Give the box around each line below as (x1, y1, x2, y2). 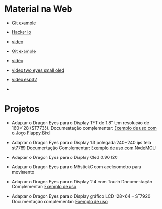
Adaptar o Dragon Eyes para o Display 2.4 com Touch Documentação (11, 178, 153, 184)
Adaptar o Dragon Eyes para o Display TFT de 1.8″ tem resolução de (11, 119, 150, 126)
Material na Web (4, 3, 72, 15)
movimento (11, 169, 35, 175)
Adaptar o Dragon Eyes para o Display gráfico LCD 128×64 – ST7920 (11, 193, 151, 199)
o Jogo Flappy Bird (11, 130, 50, 136)
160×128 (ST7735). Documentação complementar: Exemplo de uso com (11, 125, 157, 131)
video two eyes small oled (11, 67, 65, 73)
